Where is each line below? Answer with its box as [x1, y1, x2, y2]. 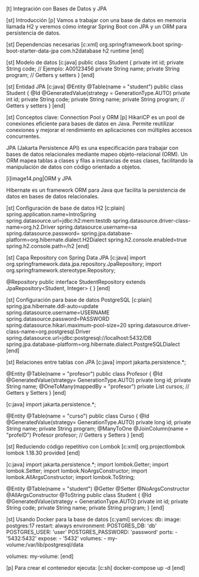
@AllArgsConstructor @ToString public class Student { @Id [6, 492, 152, 498]
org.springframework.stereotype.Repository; [6, 267, 116, 274]
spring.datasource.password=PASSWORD [6, 315, 110, 322]
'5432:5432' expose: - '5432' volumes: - [6, 535, 107, 542]
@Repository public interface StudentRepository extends [6, 278, 146, 286]
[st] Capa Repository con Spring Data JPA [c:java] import [6, 254, 146, 261]
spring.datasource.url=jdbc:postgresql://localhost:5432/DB [6, 334, 152, 341]
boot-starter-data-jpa [6, 47, 59, 54]
